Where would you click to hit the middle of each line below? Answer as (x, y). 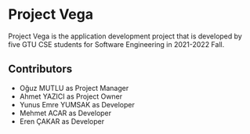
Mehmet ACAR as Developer (65, 113)
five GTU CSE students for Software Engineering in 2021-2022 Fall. (116, 44)
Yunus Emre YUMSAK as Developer (77, 104)
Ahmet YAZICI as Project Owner (71, 96)
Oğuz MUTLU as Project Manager (74, 88)
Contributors (40, 69)
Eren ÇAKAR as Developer (62, 121)
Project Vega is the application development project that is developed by (125, 36)
